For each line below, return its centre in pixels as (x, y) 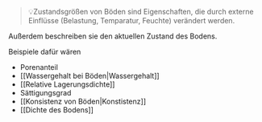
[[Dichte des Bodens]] (57, 110)
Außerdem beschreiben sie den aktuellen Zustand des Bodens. (113, 36)
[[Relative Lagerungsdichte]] (67, 84)
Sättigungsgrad (46, 93)
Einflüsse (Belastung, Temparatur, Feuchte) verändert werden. (131, 20)
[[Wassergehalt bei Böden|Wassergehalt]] (89, 76)
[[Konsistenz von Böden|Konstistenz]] (83, 101)
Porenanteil (39, 67)
